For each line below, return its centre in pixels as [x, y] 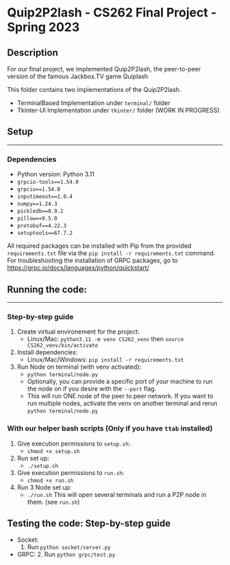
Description [33, 53]
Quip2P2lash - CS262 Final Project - [112, 13]
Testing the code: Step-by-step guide [89, 523]
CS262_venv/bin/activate [63, 346]
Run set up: [33, 458]
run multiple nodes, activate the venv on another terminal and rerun [122, 404]
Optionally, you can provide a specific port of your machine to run [120, 382]
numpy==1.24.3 [37, 204]
